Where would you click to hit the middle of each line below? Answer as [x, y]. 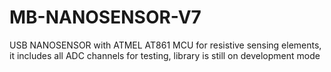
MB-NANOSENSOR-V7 [105, 17]
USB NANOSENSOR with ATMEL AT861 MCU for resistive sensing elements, [165, 45]
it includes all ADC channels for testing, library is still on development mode [165, 55]
